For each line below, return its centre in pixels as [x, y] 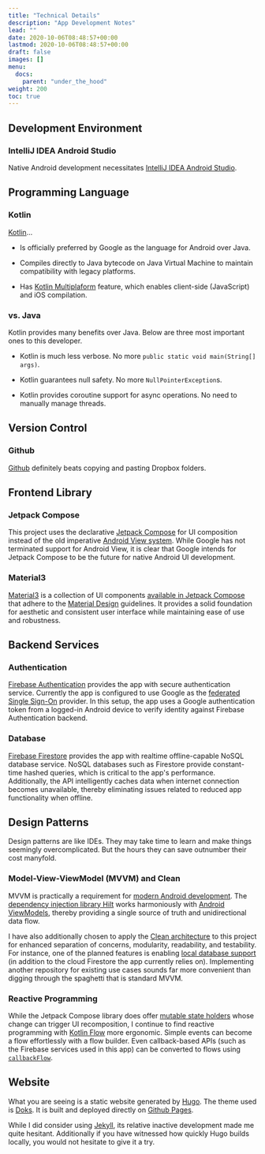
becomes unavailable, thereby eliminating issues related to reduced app [125, 789]
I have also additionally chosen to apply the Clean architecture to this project [132, 936]
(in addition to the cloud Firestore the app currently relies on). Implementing [131, 961]
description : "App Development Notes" [72, 23]
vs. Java [24, 315]
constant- [228, 764]
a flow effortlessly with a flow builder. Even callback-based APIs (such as [127, 1040]
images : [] [26, 60]
